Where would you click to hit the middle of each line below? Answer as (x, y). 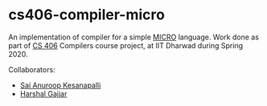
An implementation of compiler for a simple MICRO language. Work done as (134, 37)
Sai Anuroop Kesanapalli (60, 85)
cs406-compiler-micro (86, 15)
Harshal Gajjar (43, 93)
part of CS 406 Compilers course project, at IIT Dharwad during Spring (126, 45)
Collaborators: (32, 69)
